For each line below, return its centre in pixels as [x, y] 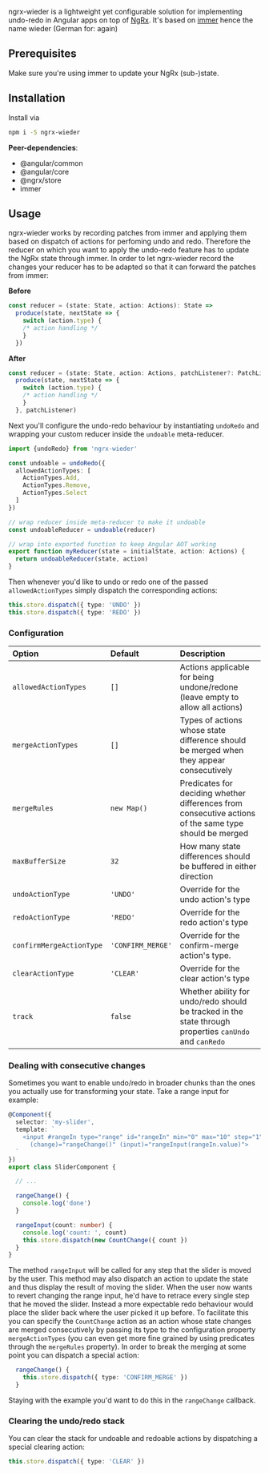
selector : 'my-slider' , [55, 1122]
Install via [24, 117]
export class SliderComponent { [62, 1167]
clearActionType [43, 974]
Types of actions [211, 720]
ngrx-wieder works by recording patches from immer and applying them [127, 233]
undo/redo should [213, 1002]
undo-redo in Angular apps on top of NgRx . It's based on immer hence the [131, 20]
